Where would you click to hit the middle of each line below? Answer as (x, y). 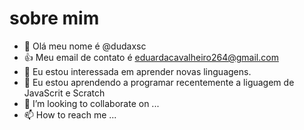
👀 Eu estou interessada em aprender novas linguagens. (137, 71)
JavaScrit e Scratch (64, 93)
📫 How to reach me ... (70, 114)
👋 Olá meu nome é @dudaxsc (85, 46)
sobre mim (54, 18)
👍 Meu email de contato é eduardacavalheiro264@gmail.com (151, 57)
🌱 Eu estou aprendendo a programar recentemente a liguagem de (159, 82)
